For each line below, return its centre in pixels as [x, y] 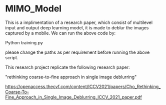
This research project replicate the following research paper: [67, 67]
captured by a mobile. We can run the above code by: [60, 33]
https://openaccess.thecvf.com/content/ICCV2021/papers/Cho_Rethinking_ [83, 86]
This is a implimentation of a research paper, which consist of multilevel [79, 22]
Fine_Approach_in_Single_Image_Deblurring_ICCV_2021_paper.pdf [74, 97]
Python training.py [24, 42]
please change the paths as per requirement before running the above [77, 52]
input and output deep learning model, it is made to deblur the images [77, 27]
